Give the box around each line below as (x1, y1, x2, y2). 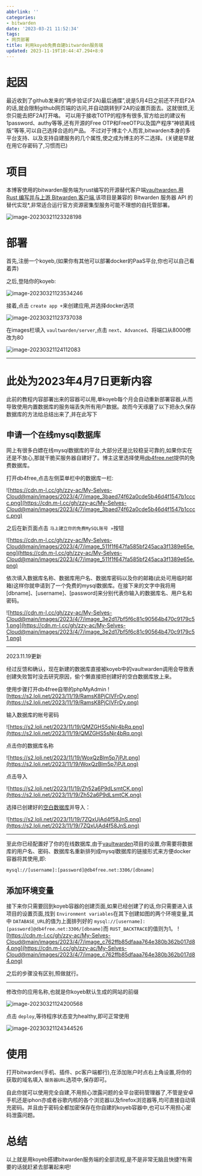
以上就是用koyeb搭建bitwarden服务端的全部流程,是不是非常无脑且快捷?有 (6, 1156, 188, 1163)
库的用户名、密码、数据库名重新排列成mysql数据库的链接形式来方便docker (6, 848, 191, 855)
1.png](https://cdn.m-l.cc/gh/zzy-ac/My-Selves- (6, 622, 126, 629)
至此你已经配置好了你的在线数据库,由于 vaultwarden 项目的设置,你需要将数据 (6, 840, 193, 848)
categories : (6, 14, 36, 20)
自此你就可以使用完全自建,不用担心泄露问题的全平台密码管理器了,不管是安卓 (6, 1089, 194, 1096)
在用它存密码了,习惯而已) (6, 142, 68, 149)
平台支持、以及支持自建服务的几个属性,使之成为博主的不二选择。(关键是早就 (6, 134, 194, 141)
